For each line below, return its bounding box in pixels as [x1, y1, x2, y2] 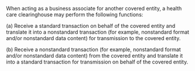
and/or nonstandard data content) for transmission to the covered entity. [6, 35, 181, 41]
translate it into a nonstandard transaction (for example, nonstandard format [6, 29, 189, 35]
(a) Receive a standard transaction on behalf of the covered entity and [6, 23, 176, 29]
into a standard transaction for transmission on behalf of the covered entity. [6, 58, 189, 65]
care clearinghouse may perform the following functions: [6, 11, 143, 18]
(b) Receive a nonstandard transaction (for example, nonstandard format [6, 46, 182, 53]
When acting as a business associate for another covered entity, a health [6, 5, 182, 12]
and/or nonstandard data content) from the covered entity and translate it [6, 52, 183, 59]
